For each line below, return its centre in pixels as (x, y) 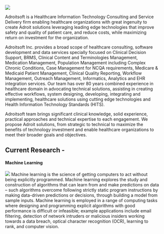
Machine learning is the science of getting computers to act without (79, 174)
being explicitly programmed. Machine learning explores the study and (76, 180)
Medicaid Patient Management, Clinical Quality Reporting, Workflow (73, 73)
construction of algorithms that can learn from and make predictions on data (82, 184)
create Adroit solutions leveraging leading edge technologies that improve (80, 27)
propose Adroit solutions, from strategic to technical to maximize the (74, 124)
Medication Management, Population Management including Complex (75, 63)
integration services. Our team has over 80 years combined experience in (79, 84)
